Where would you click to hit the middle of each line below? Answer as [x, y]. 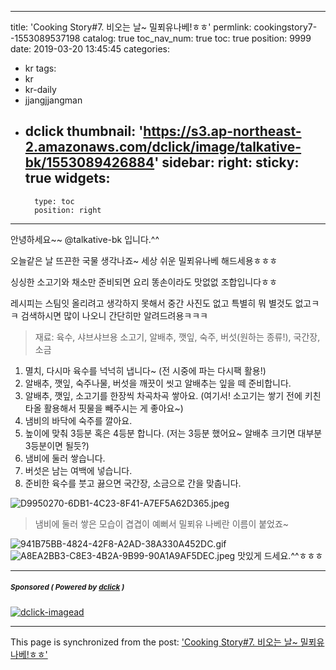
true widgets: [67, 178]
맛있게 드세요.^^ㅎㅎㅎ [280, 555]
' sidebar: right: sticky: [227, 162]
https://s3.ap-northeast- [222, 131]
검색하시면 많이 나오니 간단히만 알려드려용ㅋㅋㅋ [114, 315]
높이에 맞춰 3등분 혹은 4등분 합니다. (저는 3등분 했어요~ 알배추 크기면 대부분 [173, 433]
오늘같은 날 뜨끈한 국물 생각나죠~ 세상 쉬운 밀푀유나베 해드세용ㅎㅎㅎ [144, 260]
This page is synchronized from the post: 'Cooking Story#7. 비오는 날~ [154, 642]
